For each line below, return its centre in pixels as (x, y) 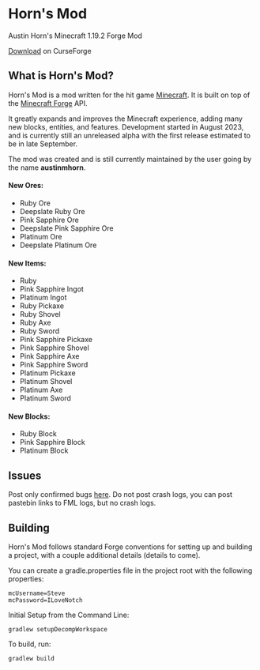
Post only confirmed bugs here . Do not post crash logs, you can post (121, 495)
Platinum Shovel (46, 382)
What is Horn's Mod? (61, 76)
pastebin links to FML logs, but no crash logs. (82, 503)
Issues (25, 475)
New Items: (27, 263)
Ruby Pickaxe (42, 306)
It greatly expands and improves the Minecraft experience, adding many (126, 119)
